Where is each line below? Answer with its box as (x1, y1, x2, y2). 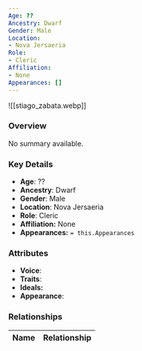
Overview (8, 121, 47, 132)
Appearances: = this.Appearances (19, 228, 135, 237)
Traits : (19, 274, 42, 284)
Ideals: (19, 283, 44, 293)
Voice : (19, 265, 42, 276)
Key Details (8, 158, 53, 170)
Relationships (8, 311, 63, 322)
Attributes (8, 248, 49, 259)
